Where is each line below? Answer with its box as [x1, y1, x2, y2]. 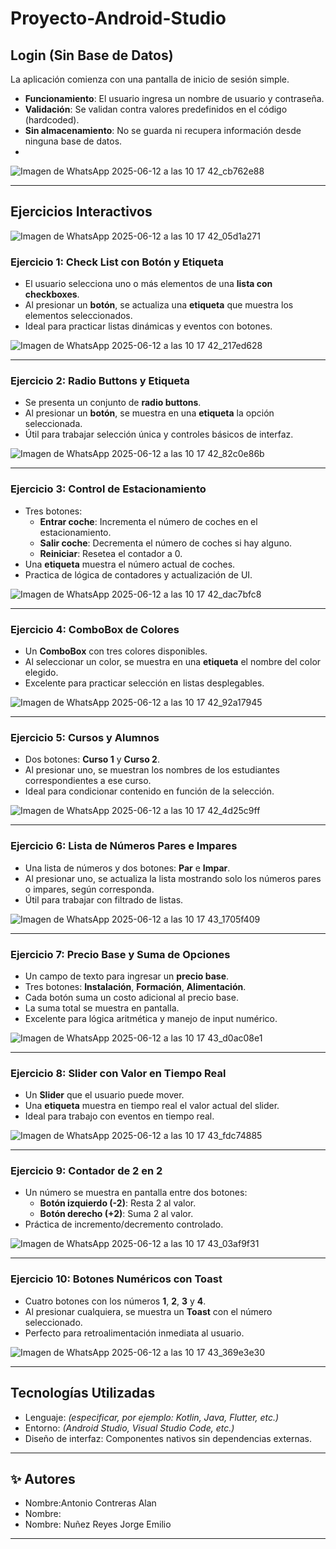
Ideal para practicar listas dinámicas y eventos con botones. [24, 320, 273, 332]
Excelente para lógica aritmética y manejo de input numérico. [24, 1012, 278, 1024]
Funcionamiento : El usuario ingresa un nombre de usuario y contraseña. [24, 93, 325, 104]
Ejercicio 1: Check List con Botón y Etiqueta [10, 255, 224, 269]
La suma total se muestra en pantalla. [24, 1002, 180, 1014]
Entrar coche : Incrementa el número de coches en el [39, 515, 258, 527]
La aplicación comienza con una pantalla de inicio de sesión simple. [10, 73, 290, 85]
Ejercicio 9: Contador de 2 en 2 [10, 1164, 163, 1178]
